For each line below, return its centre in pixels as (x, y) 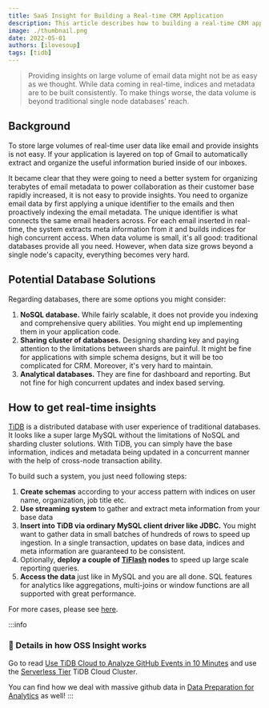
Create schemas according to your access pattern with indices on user (138, 492)
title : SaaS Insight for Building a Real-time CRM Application (116, 16)
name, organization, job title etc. (73, 500)
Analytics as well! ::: (41, 695)
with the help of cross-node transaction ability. (85, 461)
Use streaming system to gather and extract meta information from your (140, 509)
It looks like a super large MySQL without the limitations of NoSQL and (124, 435)
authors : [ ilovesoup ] (44, 46)
